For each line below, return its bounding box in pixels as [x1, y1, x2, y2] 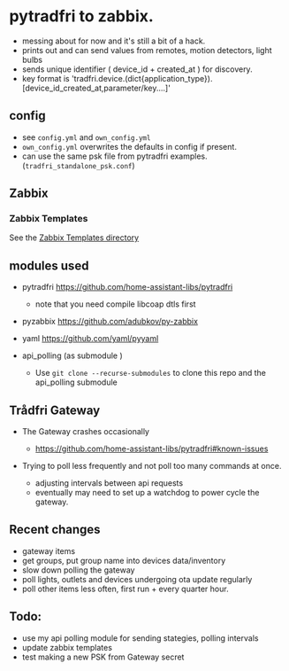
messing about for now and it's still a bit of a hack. [21, 35, 206, 46]
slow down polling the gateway [21, 565, 135, 575]
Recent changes [9, 522, 101, 537]
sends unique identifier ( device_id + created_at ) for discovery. [21, 64, 254, 74]
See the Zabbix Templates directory [9, 232, 140, 243]
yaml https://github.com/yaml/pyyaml [21, 333, 159, 344]
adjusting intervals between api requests [34, 478, 184, 488]
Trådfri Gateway [9, 402, 101, 417]
